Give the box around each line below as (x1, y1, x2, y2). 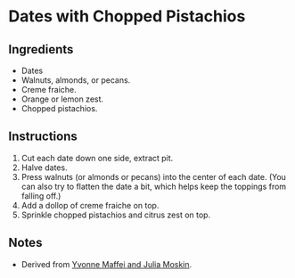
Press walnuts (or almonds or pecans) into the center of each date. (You (20, 171, 287, 182)
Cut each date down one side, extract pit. (20, 152, 174, 163)
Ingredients (8, 42, 74, 57)
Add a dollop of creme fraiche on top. (20, 200, 160, 210)
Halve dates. (20, 162, 68, 173)
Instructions (8, 129, 78, 144)
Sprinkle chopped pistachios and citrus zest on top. (20, 209, 211, 220)
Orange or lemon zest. (20, 94, 104, 104)
